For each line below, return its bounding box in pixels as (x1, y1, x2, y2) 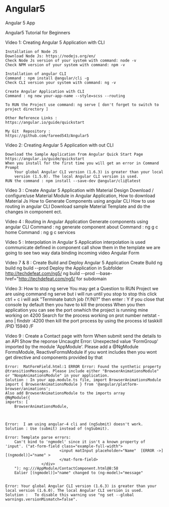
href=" (5, 275, 19, 282)
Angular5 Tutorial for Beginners (5, 29, 71, 35)
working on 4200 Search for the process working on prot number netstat (5, 312, 157, 318)
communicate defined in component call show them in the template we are (5, 244, 160, 250)
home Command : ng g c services (5, 229, 76, 235)
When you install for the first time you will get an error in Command (5, 160, 159, 166)
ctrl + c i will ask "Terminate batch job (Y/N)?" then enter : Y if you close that (5, 296, 164, 302)
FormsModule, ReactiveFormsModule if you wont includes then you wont (5, 349, 157, 355)
